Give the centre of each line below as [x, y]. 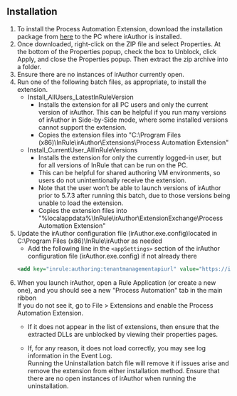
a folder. [29, 66]
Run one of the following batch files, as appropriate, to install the [112, 82]
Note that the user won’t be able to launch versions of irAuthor [130, 187]
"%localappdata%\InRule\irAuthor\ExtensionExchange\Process [131, 218]
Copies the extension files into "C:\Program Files [110, 135]
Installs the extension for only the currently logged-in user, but [130, 157]
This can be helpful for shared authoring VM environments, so [129, 172]
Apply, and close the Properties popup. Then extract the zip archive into [122, 59]
